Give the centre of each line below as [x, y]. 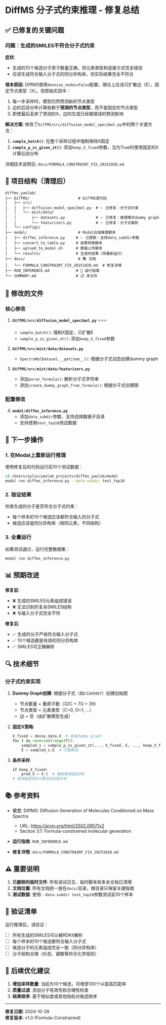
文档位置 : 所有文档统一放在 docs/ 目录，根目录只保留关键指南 [73, 888]
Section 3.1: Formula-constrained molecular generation [75, 831]
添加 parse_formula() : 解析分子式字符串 [59, 379]
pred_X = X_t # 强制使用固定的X [53, 774]
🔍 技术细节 [22, 664]
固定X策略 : [23, 727]
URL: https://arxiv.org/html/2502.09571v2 [62, 826]
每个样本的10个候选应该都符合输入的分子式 [56, 517]
